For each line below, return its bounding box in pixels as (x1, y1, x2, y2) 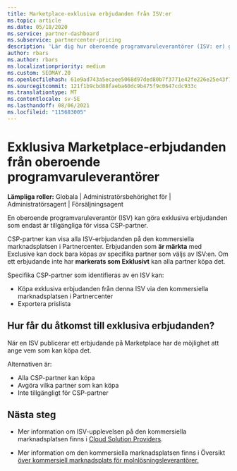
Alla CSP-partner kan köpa (17, 373, 95, 381)
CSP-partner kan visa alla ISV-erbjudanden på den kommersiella (7, 234, 195, 243)
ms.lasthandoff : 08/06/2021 (7, 102, 90, 109)
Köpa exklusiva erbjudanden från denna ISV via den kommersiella (17, 284, 209, 293)
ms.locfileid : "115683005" (7, 109, 87, 116)
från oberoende (7, 154, 101, 170)
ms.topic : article (7, 17, 61, 24)
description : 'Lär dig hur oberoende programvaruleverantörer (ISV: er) (7, 43, 226, 50)
